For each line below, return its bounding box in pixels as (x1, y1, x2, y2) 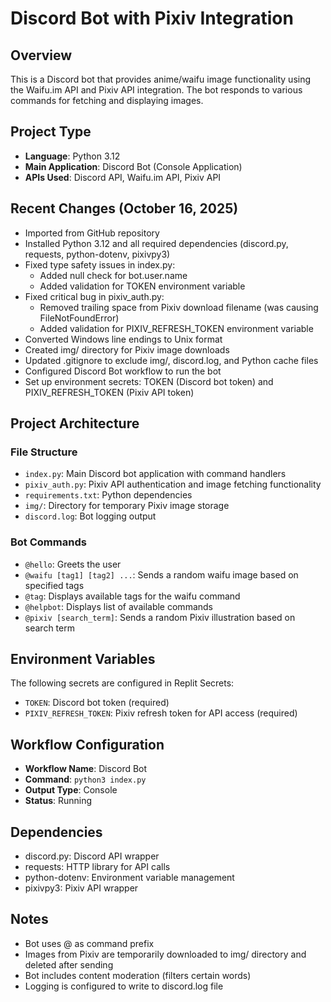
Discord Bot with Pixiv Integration (10, 7, 294, 30)
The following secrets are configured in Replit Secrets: (10, 677, 235, 689)
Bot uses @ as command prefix (24, 937, 155, 949)
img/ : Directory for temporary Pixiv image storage (24, 500, 230, 512)
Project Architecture (10, 415, 140, 432)
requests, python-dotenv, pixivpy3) (24, 248, 171, 260)
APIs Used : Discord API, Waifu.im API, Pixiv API (24, 171, 222, 183)
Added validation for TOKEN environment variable (39, 280, 246, 292)
